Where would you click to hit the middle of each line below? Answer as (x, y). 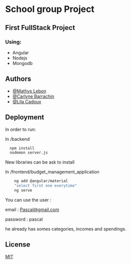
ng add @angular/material (41, 181)
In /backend (17, 139)
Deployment (25, 118)
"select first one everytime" (46, 186)
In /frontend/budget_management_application (52, 172)
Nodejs (20, 58)
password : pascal (24, 219)
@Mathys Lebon (29, 91)
